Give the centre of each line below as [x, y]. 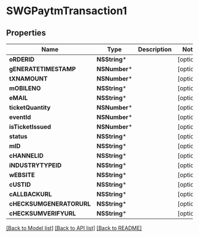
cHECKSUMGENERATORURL [50, 204]
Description [155, 49]
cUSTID [20, 185]
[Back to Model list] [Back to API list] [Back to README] [74, 228]
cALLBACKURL [31, 194]
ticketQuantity [30, 108]
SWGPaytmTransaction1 [67, 11]
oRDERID [22, 59]
